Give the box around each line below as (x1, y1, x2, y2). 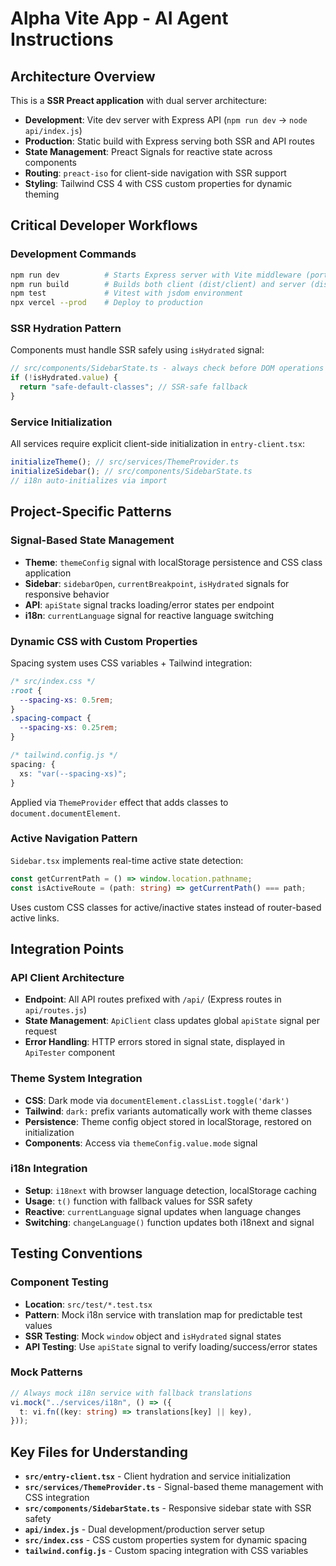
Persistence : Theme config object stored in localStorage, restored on (24, 1115, 312, 1127)
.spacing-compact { (10, 713, 92, 724)
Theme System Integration (10, 1072, 143, 1086)
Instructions (10, 28, 114, 51)
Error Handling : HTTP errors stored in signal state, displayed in (24, 1036, 286, 1048)
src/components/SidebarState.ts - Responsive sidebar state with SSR (24, 1502, 312, 1514)
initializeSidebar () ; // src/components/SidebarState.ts (10, 467, 253, 477)
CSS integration (24, 1492, 90, 1504)
